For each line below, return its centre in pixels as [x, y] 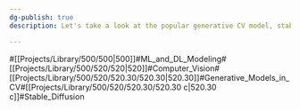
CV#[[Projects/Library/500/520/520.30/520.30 [96, 87]
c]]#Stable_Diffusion [47, 96]
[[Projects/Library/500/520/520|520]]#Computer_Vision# [115, 68]
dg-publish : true [42, 17]
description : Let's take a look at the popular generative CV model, [142, 26]
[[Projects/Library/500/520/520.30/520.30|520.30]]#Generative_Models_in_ [150, 77]
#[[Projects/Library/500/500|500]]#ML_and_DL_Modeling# [118, 59]
